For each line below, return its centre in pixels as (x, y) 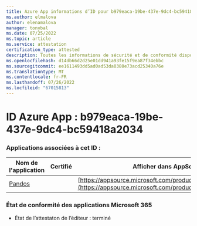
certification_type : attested (43, 50)
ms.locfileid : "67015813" (38, 88)
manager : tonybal (27, 28)
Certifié (61, 167)
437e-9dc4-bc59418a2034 (75, 129)
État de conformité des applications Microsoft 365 (79, 205)
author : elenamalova (31, 22)
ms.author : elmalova (31, 17)
